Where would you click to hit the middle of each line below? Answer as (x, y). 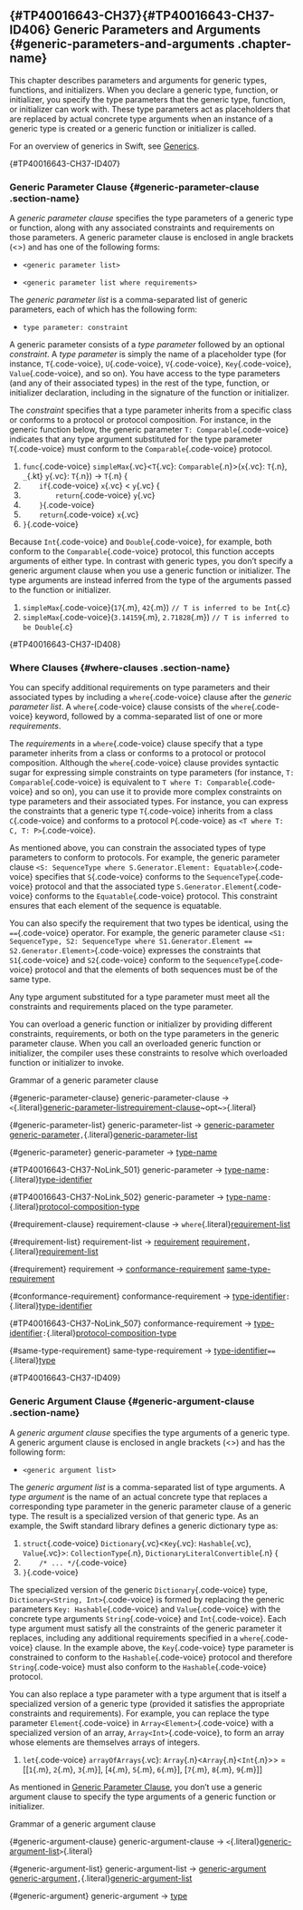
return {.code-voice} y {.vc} (105, 495)
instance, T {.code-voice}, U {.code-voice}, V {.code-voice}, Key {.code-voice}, (151, 364)
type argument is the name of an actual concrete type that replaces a (139, 1496)
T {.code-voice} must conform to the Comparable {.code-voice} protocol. (141, 449)
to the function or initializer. (60, 590)
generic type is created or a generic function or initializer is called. (133, 128)
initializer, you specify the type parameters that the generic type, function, (148, 99)
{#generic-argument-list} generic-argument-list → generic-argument (138, 1868)
